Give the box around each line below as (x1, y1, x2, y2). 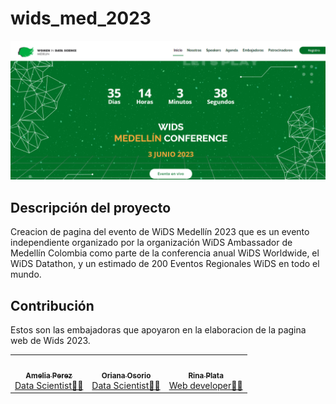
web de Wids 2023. (10, 335, 91, 347)
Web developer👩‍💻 (168, 379, 243, 391)
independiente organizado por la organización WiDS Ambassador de (10, 237, 293, 249)
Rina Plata (188, 370, 224, 381)
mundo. (10, 268, 42, 281)
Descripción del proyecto (10, 199, 172, 216)
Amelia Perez (25, 370, 73, 381)
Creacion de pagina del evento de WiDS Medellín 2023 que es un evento (10, 226, 310, 238)
